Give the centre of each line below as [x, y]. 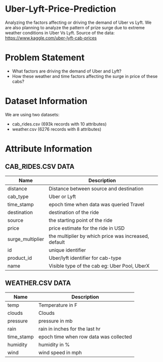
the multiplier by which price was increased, [99, 236]
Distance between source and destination [96, 188]
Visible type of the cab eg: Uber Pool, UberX [99, 266]
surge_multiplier [26, 239]
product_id [20, 258]
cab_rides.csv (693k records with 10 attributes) [59, 124]
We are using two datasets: [32, 114]
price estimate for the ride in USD [87, 228]
